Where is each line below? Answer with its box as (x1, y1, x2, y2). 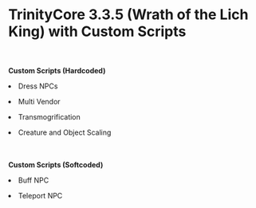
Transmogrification (18, 112, 81, 121)
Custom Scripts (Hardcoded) (8, 65, 106, 75)
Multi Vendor (18, 96, 61, 106)
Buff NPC (18, 175, 49, 185)
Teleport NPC (18, 190, 63, 200)
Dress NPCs (18, 81, 58, 91)
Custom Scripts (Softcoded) (8, 159, 104, 169)
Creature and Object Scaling (18, 128, 112, 137)
